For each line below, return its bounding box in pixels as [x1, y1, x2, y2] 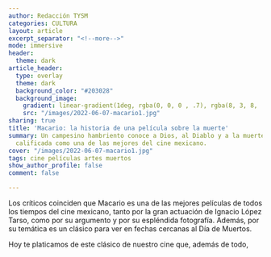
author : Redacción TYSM [8, 11, 89, 20]
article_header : [8, 64, 63, 73]
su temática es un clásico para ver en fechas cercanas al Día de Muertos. [8, 224, 252, 234]
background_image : [15, 94, 78, 102]
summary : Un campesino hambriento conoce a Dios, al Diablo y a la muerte [8, 131, 265, 139]
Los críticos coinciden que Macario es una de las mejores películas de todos [8, 198, 263, 208]
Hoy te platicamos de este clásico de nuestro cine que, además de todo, [8, 239, 248, 249]
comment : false [8, 169, 60, 177]
